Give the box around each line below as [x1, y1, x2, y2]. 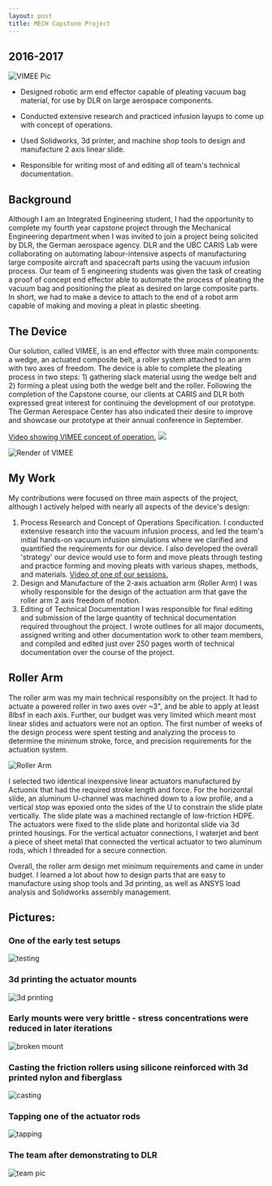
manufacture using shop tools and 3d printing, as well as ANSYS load [8, 878, 241, 888]
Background [8, 192, 71, 206]
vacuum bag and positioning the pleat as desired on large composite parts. [8, 283, 260, 293]
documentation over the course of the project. [19, 647, 175, 657]
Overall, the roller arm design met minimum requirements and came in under [8, 861, 264, 871]
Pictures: [8, 910, 55, 925]
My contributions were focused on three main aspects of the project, [8, 493, 239, 503]
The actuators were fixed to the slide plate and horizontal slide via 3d [8, 819, 240, 829]
